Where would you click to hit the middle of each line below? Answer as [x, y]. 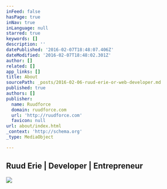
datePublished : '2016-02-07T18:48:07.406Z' [60, 50]
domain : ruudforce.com [39, 110]
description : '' [26, 45]
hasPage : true [23, 17]
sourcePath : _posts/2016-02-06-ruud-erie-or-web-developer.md [83, 83]
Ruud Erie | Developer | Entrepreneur [75, 166]
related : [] [21, 66]
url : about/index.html [34, 126]
